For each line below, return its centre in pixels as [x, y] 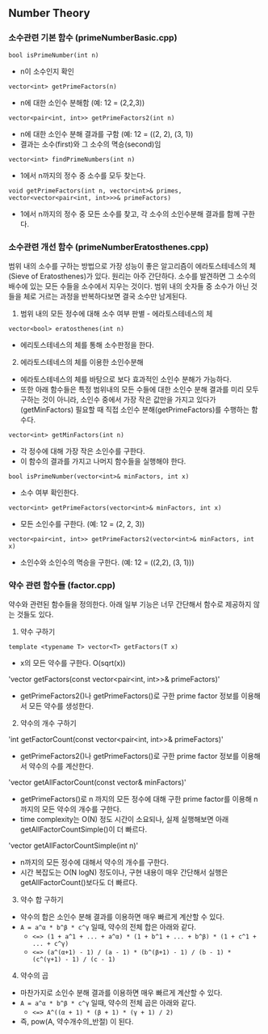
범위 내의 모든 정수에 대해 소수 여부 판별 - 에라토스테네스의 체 [116, 313]
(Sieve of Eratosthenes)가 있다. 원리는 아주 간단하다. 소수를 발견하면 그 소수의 [132, 276]
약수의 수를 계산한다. [61, 766]
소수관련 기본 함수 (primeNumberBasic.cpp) [93, 38]
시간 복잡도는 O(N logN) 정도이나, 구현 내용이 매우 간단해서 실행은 [124, 872]
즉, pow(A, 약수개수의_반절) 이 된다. [77, 1022]
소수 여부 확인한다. [49, 492]
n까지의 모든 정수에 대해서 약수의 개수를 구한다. [94, 862]
